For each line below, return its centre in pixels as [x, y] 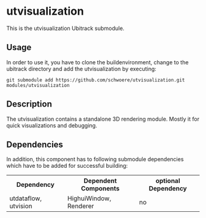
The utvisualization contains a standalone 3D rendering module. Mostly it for [103, 119]
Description [29, 104]
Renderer [81, 206]
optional [168, 181]
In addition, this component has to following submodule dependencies [95, 159]
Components [100, 189]
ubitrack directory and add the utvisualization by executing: [81, 69]
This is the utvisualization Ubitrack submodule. [65, 28]
